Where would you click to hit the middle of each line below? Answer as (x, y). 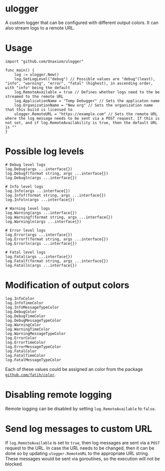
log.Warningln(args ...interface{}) (43, 221)
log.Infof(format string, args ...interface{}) (56, 195)
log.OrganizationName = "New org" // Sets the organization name (84, 105)
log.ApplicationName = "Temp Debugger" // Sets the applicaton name (87, 101)
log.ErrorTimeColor (25, 342)
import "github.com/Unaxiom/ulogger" (44, 61)
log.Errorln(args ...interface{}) (41, 243)
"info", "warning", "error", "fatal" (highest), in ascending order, (79, 83)
